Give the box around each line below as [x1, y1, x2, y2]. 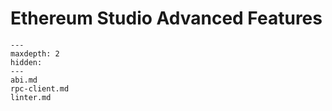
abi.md [10, 75, 38, 85]
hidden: [10, 57, 43, 67]
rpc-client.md [10, 83, 70, 94]
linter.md [10, 92, 52, 102]
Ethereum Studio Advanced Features [10, 7, 323, 30]
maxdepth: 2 [10, 48, 60, 59]
